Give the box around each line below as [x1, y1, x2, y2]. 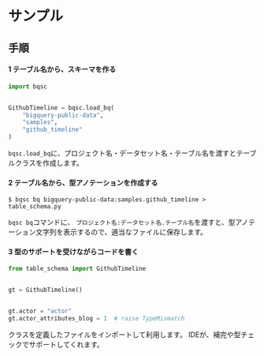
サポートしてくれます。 [28, 339, 104, 349]
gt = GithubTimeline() [8, 286, 83, 294]
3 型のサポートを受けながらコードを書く [8, 246, 139, 257]
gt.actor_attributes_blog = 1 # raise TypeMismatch [8, 315, 185, 323]
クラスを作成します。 [14, 159, 84, 168]
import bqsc [8, 82, 47, 91]
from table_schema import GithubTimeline [8, 265, 147, 273]
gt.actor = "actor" [8, 307, 73, 316]
